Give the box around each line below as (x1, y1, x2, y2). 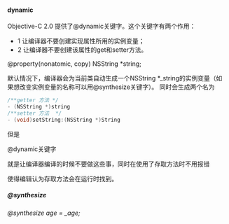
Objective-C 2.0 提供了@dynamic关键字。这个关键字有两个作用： (7, 22, 196, 31)
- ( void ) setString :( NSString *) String (7, 116, 120, 123)
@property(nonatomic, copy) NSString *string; (7, 59, 141, 68)
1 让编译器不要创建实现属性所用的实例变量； (17, 37, 145, 45)
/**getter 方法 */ (7, 97, 59, 104)
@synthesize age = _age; (7, 209, 81, 217)
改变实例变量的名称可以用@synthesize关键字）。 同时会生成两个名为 (19, 83, 215, 91)
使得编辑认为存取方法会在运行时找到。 (7, 174, 118, 183)
